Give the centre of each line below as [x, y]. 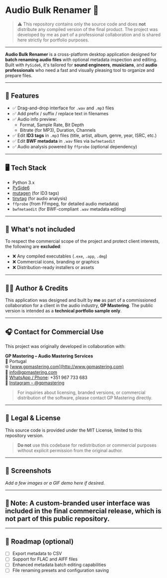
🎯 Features [22, 96]
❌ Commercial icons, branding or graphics [56, 262]
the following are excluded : [33, 247]
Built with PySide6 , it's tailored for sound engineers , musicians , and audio [81, 65]
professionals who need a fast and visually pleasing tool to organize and [80, 70]
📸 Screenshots [28, 471]
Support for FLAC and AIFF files [45, 559]
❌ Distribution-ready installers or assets [53, 268]
